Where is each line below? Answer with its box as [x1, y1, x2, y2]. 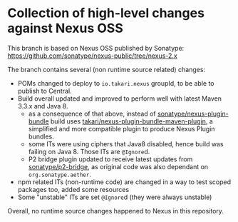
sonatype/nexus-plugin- [157, 109, 229, 118]
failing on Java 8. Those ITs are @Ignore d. [28, 147, 150, 156]
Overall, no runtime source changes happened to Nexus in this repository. [7, 206, 224, 215]
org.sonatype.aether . [28, 170, 91, 178]
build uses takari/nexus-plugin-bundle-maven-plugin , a [50, 116, 214, 126]
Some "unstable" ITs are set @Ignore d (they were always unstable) [17, 193, 212, 201]
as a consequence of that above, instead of [28, 109, 156, 118]
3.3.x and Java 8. [17, 101, 69, 110]
